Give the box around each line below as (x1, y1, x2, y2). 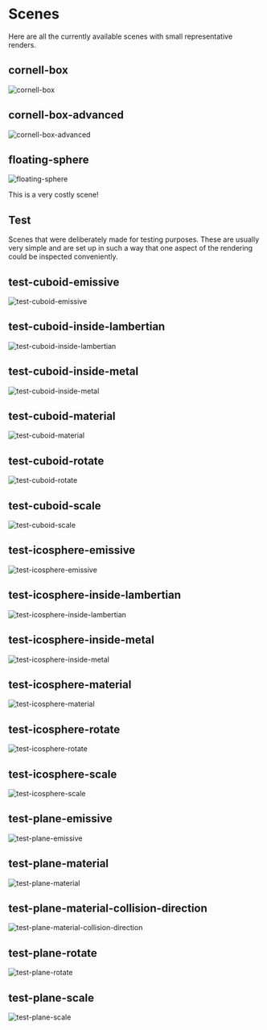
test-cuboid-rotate (8, 454, 105, 467)
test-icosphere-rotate (8, 722, 121, 736)
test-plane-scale (8, 991, 95, 1004)
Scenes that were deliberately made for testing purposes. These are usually (8, 235, 260, 244)
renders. (8, 39, 36, 49)
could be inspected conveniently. (8, 251, 118, 262)
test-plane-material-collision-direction (8, 901, 207, 915)
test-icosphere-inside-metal (8, 633, 154, 647)
